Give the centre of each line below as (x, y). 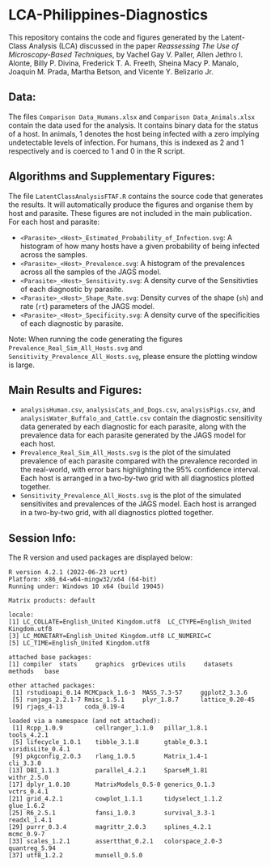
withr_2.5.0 (28, 778)
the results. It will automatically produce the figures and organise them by (131, 205)
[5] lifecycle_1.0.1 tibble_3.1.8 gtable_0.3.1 (110, 742)
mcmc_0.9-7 (27, 835)
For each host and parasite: (54, 222)
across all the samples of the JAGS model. (91, 272)
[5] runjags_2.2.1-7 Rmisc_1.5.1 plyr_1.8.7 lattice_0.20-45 (133, 700)
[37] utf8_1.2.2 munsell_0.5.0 (76, 856)
